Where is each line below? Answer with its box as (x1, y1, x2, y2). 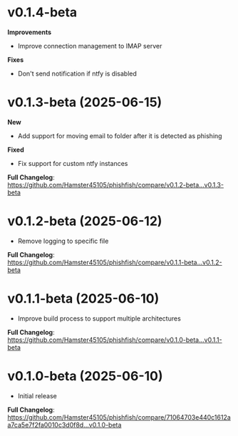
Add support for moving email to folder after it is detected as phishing (17, 131, 222, 140)
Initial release (17, 391, 57, 400)
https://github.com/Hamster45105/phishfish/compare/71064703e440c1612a (7, 412, 232, 421)
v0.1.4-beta (7, 4, 78, 21)
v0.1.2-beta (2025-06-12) (7, 213, 162, 229)
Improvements (7, 28, 52, 36)
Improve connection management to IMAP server (17, 41, 162, 50)
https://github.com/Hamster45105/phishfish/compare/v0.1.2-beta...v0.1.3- (7, 180, 224, 189)
